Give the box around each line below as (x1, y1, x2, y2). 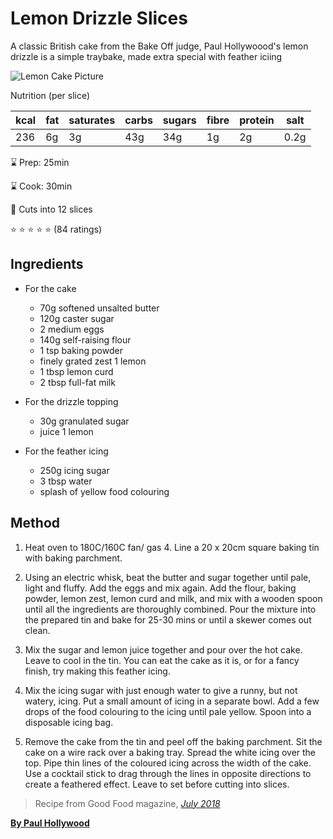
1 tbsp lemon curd (39, 365, 114, 377)
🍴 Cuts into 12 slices (10, 203, 93, 215)
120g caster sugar (39, 312, 115, 324)
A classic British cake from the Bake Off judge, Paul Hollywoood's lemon (10, 40, 309, 52)
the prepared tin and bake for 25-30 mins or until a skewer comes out (24, 613, 312, 626)
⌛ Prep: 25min (10, 156, 70, 168)
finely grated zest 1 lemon (39, 355, 147, 367)
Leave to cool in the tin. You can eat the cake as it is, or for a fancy (24, 654, 300, 666)
